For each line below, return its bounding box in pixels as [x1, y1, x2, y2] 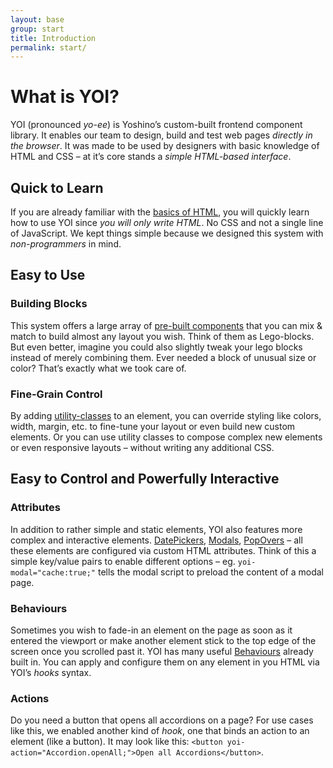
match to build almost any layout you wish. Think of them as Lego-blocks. [10, 330, 315, 342]
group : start [10, 24, 65, 34]
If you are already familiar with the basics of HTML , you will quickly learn [10, 206, 310, 218]
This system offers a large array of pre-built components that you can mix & [10, 319, 323, 331]
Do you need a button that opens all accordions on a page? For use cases [10, 714, 314, 726]
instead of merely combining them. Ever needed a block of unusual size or [10, 351, 317, 363]
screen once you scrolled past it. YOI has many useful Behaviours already [10, 645, 314, 657]
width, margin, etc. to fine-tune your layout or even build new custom [10, 420, 296, 432]
